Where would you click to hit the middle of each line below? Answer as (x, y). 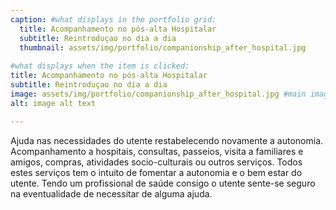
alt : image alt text (53, 103)
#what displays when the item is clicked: (100, 66)
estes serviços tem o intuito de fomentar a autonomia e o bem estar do (156, 172)
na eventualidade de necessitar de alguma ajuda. (111, 193)
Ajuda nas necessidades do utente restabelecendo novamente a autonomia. (167, 140)
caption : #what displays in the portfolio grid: (113, 19)
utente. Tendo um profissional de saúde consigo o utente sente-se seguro (163, 183)
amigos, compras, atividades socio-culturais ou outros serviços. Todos (156, 162)
